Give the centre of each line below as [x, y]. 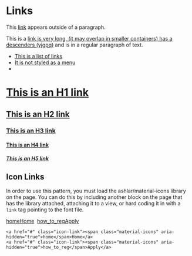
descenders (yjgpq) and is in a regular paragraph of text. [75, 45]
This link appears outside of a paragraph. [56, 27]
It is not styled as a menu [45, 62]
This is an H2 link [38, 114]
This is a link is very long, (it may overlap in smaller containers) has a [89, 38]
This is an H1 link [48, 93]
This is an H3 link [31, 131]
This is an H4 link [27, 145]
